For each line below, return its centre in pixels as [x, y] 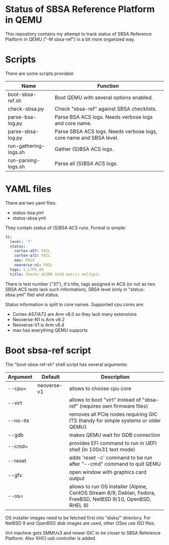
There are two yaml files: [31, 203]
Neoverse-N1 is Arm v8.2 [38, 319]
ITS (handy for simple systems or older [115, 420]
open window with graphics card [108, 472]
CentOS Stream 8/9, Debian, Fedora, [112, 493]
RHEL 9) [79, 505]
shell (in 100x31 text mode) [102, 449]
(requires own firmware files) [114, 406]
